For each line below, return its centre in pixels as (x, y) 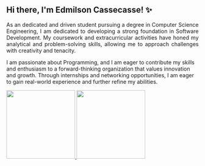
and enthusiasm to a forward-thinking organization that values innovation (98, 69)
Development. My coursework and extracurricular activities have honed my (103, 37)
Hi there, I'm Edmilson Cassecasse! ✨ (79, 10)
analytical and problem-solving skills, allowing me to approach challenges (103, 44)
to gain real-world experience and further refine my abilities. (82, 81)
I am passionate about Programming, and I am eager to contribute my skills (101, 62)
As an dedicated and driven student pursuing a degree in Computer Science (103, 24)
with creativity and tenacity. (41, 50)
